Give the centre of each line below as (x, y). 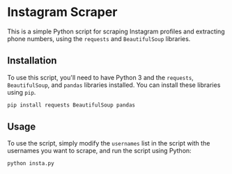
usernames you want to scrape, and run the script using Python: (99, 151)
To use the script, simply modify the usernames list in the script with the (109, 143)
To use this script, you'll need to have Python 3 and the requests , (100, 77)
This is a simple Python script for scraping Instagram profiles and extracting (116, 31)
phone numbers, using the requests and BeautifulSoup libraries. (99, 38)
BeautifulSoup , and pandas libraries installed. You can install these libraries (114, 85)
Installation (32, 61)
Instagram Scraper (62, 12)
